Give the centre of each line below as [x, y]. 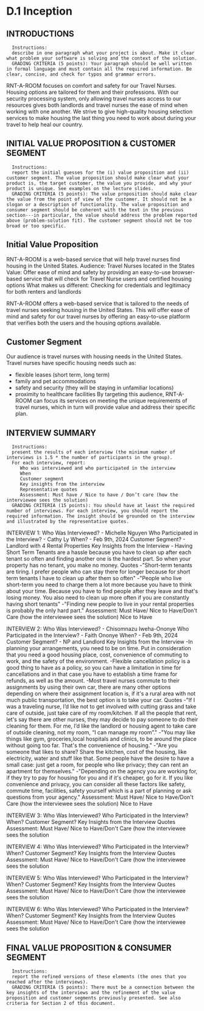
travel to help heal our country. [45, 124]
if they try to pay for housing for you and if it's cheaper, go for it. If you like [100, 778]
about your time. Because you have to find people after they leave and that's [102, 591]
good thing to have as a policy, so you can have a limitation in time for [94, 668]
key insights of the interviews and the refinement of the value [91, 993]
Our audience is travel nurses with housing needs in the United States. [94, 357]
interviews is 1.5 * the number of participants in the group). [90, 458]
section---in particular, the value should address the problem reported [102, 215]
